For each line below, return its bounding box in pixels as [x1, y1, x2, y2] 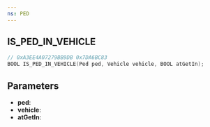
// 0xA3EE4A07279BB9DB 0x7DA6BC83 [7, 54, 108, 61]
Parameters [7, 80, 59, 92]
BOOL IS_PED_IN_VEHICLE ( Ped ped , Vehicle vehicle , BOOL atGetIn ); [7, 60, 204, 68]
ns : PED [7, 10, 30, 17]
